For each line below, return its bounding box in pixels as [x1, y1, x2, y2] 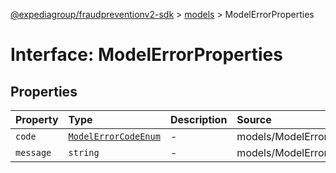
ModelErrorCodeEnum [68, 131, 161, 142]
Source [236, 113, 272, 126]
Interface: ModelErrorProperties [10, 44, 283, 66]
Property [15, 113, 59, 126]
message [15, 147, 52, 158]
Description [169, 113, 228, 126]
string [68, 147, 100, 158]
